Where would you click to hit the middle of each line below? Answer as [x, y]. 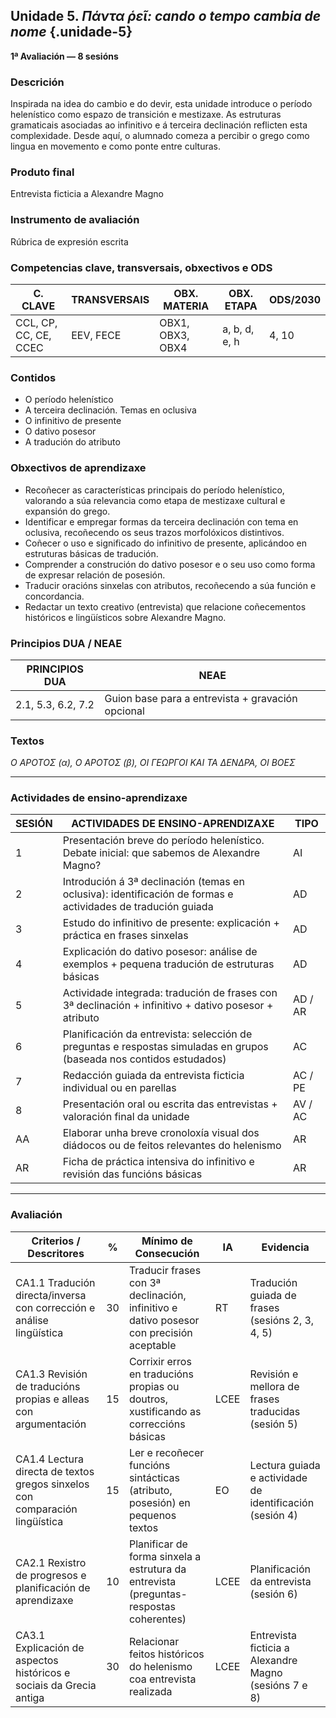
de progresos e [51, 1575]
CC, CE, [33, 335]
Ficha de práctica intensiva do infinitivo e [158, 1162]
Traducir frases [165, 1270]
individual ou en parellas [119, 1088]
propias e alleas [52, 1399]
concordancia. [54, 596]
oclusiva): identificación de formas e [148, 894]
